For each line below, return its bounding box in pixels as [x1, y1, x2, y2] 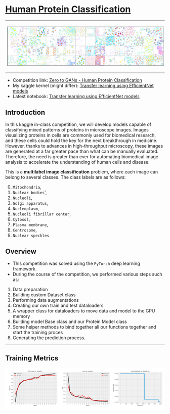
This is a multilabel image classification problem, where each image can [5, 169, 158, 175]
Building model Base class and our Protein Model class [12, 318, 127, 325]
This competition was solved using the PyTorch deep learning [12, 260, 140, 266]
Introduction [5, 108, 46, 117]
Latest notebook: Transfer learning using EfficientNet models [12, 94, 140, 100]
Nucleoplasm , [12, 206, 39, 212]
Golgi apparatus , [12, 200, 49, 206]
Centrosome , [12, 227, 37, 233]
